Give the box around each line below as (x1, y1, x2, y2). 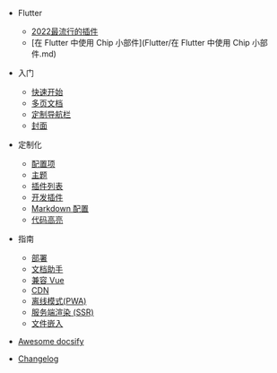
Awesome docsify (17, 336, 84, 346)
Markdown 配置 (30, 204, 90, 213)
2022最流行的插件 (30, 26, 99, 37)
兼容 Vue (30, 275, 65, 285)
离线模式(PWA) (30, 296, 87, 306)
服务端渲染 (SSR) (30, 307, 94, 317)
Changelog (17, 353, 59, 364)
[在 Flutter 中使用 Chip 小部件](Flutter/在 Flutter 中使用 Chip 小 (30, 38, 261, 48)
